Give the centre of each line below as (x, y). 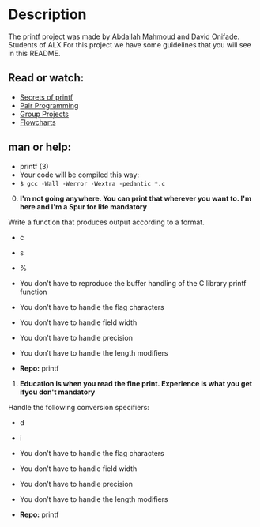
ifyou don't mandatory (57, 392)
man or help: (40, 147)
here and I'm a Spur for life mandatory (83, 206)
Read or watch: (46, 78)
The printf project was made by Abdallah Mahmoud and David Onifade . (124, 36)
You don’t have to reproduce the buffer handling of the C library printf (133, 283)
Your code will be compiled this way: (79, 175)
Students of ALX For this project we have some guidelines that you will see (130, 44)
